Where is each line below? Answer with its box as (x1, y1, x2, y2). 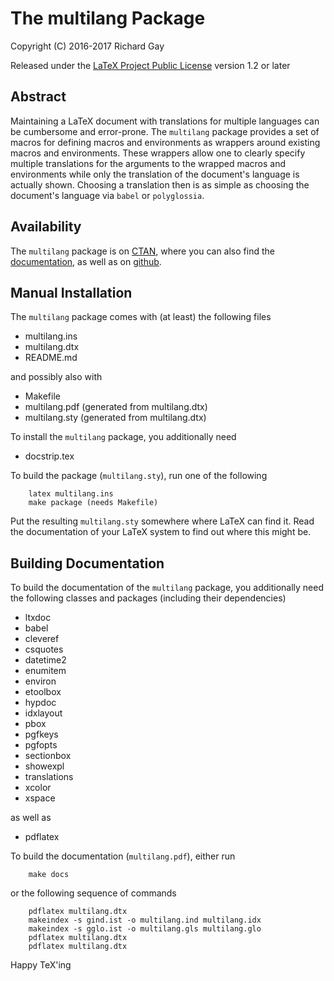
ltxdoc (24, 612, 52, 624)
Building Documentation (10, 555, 165, 572)
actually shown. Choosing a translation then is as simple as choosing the (10, 178, 310, 191)
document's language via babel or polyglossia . (10, 189, 205, 201)
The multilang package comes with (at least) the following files (10, 311, 272, 323)
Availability (10, 218, 82, 236)
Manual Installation (10, 284, 133, 301)
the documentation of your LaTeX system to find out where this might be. (10, 526, 312, 538)
